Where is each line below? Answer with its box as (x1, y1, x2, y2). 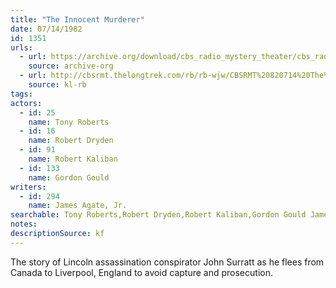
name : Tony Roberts (28, 117, 110, 127)
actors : (10, 98, 43, 108)
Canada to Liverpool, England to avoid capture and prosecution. (10, 266, 273, 278)
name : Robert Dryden (28, 136, 114, 146)
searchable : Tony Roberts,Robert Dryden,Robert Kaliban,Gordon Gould (10, 210, 307, 220)
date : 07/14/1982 (10, 24, 83, 34)
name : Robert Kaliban (28, 154, 118, 164)
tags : (10, 89, 33, 99)
